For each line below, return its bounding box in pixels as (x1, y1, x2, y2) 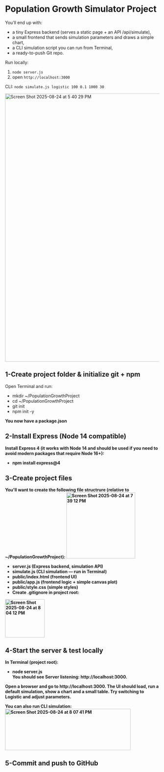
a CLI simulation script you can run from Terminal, (12, 45, 113, 50)
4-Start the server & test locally (5, 646, 104, 654)
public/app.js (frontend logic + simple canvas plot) (12, 579, 117, 585)
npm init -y (12, 408, 34, 414)
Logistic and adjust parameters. (5, 694, 71, 700)
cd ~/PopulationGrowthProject (12, 398, 74, 404)
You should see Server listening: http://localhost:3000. (12, 674, 127, 680)
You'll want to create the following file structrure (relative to (5, 487, 130, 493)
